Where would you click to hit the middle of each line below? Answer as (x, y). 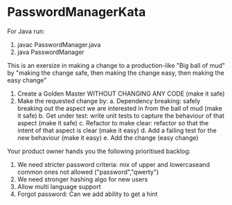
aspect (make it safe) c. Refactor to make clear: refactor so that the (113, 123)
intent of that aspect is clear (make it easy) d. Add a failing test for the (117, 130)
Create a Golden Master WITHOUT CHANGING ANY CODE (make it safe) (121, 93)
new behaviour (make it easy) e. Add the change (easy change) (108, 137)
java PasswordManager (51, 52)
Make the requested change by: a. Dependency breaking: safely (109, 100)
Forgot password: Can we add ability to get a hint (87, 194)
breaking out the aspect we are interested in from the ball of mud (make (120, 108)
